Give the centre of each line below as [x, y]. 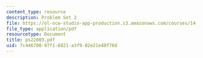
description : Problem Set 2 [42, 18]
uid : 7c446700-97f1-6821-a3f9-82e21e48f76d [62, 46]
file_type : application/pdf [42, 29]
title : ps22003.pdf [31, 40]
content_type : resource [36, 12]
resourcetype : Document [36, 34]
